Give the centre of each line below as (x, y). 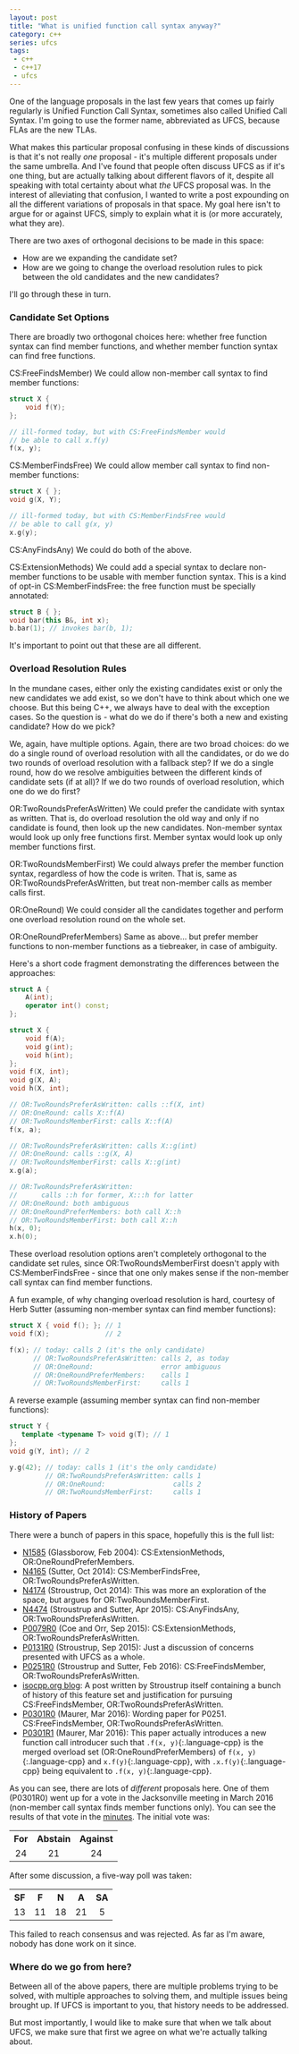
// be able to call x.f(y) (59, 440)
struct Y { (29, 1426)
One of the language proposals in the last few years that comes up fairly (142, 101)
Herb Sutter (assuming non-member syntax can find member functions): (143, 1309)
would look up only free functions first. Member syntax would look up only (146, 836)
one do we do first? (45, 791)
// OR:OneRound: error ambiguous (127, 1367)
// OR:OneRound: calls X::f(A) (67, 1113)
